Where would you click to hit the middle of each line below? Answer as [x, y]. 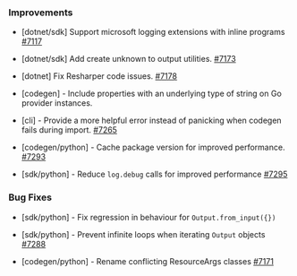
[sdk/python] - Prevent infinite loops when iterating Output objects [143, 234]
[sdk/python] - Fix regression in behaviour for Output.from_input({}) [148, 217]
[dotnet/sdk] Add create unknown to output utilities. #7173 [128, 59]
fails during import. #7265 [69, 130]
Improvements [41, 13]
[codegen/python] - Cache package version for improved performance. [153, 147]
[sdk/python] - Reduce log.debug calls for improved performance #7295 [154, 174]
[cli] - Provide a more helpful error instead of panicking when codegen [152, 121]
